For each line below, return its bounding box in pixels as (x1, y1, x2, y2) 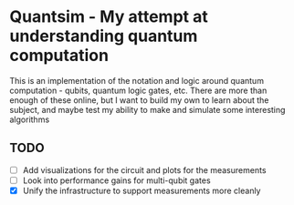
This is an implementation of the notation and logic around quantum (9, 75, 265, 86)
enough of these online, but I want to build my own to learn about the (9, 94, 269, 106)
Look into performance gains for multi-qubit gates (22, 175, 212, 186)
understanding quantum (9, 26, 198, 46)
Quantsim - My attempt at (9, 6, 208, 27)
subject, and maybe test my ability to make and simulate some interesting (9, 104, 286, 115)
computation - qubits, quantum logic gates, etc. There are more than (9, 85, 268, 96)
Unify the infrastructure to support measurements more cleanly (22, 185, 261, 196)
